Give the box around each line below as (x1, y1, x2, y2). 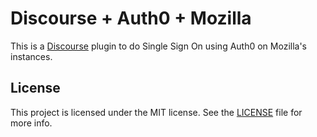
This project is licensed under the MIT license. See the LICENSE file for (10, 106, 303, 118)
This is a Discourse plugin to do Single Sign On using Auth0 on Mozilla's (10, 40, 308, 52)
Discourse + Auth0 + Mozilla (10, 7, 252, 30)
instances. (10, 50, 53, 62)
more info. (10, 117, 53, 129)
